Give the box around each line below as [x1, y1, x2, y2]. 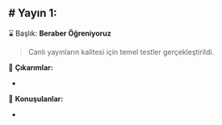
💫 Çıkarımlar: [8, 62, 54, 72]
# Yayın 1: [8, 6, 58, 20]
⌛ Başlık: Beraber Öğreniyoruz [8, 28, 111, 38]
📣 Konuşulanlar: [8, 94, 64, 103]
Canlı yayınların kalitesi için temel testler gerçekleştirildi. [27, 47, 215, 56]
